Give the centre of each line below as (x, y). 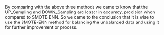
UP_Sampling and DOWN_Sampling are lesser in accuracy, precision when (80, 12)
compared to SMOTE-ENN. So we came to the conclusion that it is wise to (80, 17)
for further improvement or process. (41, 27)
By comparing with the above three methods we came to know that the (77, 7)
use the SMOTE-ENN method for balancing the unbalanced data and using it (82, 22)
